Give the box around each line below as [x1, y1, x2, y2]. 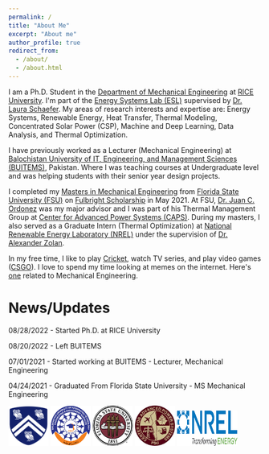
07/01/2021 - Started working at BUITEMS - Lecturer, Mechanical [8, 357, 223, 366]
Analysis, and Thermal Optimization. [8, 130, 128, 139]
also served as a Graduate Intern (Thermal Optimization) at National [8, 221, 232, 230]
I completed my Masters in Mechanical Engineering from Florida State [8, 186, 239, 196]
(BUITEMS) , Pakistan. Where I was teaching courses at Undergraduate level [8, 162, 259, 172]
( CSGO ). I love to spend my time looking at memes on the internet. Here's [8, 262, 251, 271]
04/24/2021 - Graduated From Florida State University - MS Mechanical [8, 381, 246, 390]
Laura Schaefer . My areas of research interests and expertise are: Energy [8, 104, 251, 113]
